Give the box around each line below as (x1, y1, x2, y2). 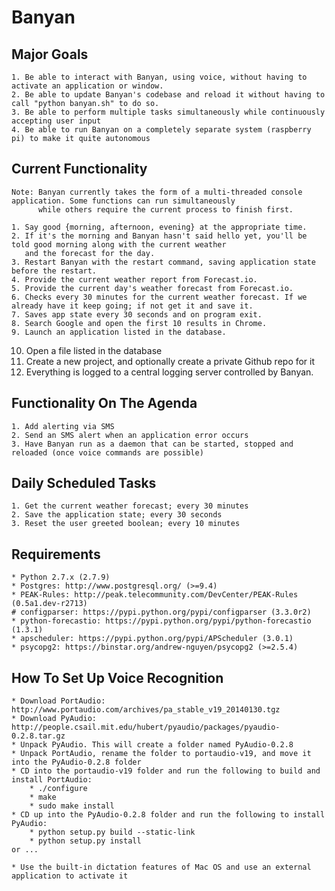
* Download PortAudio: (11, 696, 106, 706)
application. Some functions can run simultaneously (11, 196, 236, 206)
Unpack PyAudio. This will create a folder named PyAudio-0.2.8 (20, 740, 294, 750)
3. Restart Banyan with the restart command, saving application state (11, 257, 316, 267)
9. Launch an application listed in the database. (11, 327, 227, 337)
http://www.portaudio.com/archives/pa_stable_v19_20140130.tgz (11, 705, 281, 715)
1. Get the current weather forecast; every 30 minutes (11, 501, 249, 511)
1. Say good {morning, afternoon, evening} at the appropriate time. (11, 222, 308, 232)
